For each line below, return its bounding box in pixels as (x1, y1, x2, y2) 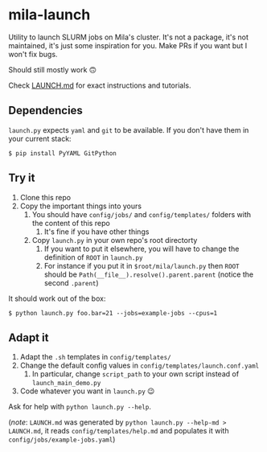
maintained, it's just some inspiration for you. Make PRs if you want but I (8, 40, 248, 50)
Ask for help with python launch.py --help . (8, 402, 151, 412)
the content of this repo (31, 218, 110, 228)
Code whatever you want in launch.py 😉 (19, 386, 155, 396)
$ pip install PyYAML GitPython (8, 149, 117, 158)
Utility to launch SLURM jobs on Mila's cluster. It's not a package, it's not (8, 32, 249, 42)
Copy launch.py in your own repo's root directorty (31, 235, 198, 244)
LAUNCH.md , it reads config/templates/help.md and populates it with (8, 426, 229, 436)
